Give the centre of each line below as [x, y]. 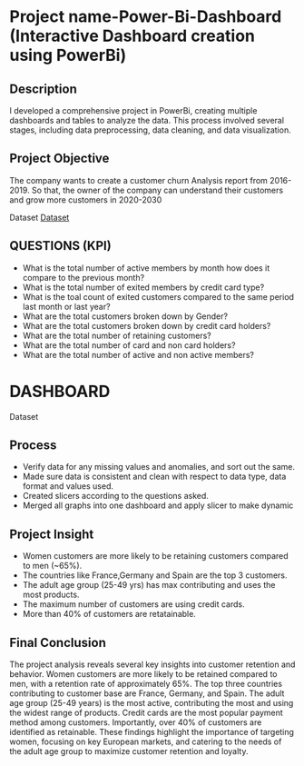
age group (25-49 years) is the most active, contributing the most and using [152, 703]
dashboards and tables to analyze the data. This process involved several [147, 120]
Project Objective [59, 159]
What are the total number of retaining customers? [117, 335]
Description [43, 89]
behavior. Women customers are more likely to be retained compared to [143, 674]
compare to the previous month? [83, 277]
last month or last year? [66, 306]
